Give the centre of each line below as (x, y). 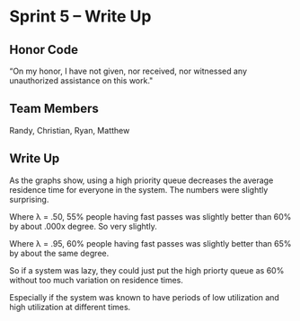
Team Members (54, 109)
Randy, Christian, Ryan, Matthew (70, 130)
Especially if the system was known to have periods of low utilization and (145, 297)
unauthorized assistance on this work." (81, 81)
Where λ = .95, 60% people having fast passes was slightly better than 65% (150, 243)
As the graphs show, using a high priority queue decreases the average (141, 180)
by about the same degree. (59, 253)
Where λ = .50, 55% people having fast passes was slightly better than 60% (150, 216)
